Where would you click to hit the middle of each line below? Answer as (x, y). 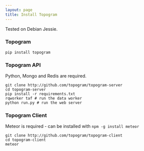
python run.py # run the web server (44, 103)
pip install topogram (28, 52)
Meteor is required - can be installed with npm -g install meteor (72, 126)
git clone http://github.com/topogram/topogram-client (64, 136)
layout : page (19, 10)
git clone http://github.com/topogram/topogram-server (64, 85)
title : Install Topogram (31, 15)
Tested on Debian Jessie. (31, 29)
